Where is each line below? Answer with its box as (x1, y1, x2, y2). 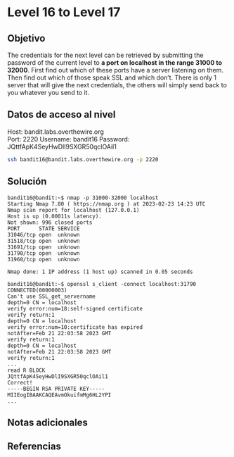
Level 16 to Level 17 (7, 4, 121, 20)
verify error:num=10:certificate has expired (7, 323, 143, 331)
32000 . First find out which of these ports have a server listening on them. (7, 66, 223, 74)
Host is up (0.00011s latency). (7, 213, 102, 220)
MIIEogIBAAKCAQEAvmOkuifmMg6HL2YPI (7, 392, 112, 399)
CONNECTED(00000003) (7, 287, 68, 294)
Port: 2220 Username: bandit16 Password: (7, 134, 130, 143)
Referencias (7, 441, 62, 453)
